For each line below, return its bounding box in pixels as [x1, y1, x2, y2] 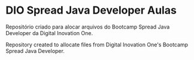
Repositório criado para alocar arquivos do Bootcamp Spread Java [5, 23, 170, 30]
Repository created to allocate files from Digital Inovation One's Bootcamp [5, 41, 189, 48]
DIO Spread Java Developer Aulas [5, 4, 177, 17]
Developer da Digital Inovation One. [5, 29, 93, 36]
